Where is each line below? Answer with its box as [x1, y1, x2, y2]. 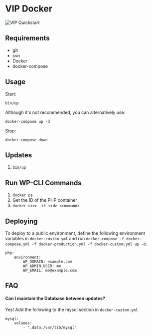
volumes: [14, 321, 32, 326]
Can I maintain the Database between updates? [5, 295, 106, 301]
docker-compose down [5, 137, 48, 142]
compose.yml [5, 242, 30, 247]
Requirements [5, 34, 50, 42]
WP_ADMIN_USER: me [23, 264, 61, 269]
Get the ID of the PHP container [12, 197, 77, 203]
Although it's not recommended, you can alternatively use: [5, 109, 126, 115]
